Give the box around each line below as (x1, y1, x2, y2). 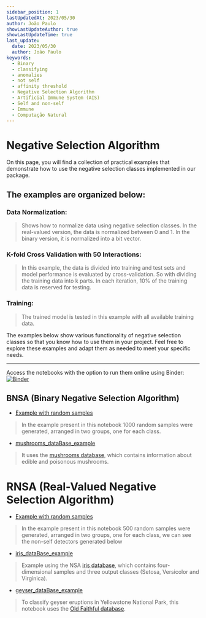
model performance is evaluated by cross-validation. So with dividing (21, 271, 197, 278)
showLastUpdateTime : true (6, 32, 72, 38)
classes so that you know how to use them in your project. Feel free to (6, 338, 184, 345)
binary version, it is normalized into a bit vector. (21, 235, 142, 242)
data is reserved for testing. (21, 284, 92, 291)
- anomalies (12, 72, 43, 78)
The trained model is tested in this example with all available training (21, 313, 194, 320)
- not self (12, 77, 40, 84)
